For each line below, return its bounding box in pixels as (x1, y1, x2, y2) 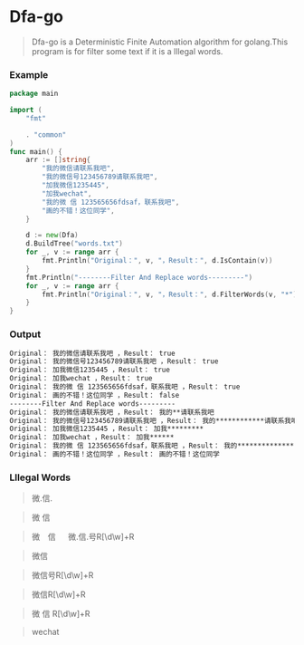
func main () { (9, 147, 63, 156)
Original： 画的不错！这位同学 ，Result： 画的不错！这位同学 (9, 450, 220, 459)
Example (9, 68, 49, 81)
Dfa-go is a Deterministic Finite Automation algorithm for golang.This (31, 36, 289, 47)
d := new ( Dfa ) (25, 231, 79, 240)
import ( (9, 106, 43, 115)
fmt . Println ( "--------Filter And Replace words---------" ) (25, 273, 253, 282)
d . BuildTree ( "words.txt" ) (25, 239, 124, 248)
